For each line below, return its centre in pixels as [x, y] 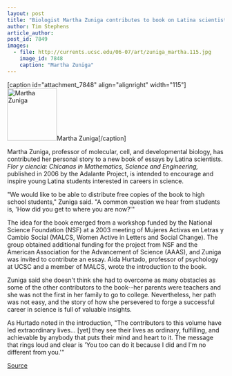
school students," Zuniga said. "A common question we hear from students [114, 202]
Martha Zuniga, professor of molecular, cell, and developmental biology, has [115, 151]
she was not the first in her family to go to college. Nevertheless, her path [112, 294]
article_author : [30, 33]
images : [18, 46]
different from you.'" [36, 352]
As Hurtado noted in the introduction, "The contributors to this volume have [115, 323]
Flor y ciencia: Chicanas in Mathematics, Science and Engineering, [103, 166]
